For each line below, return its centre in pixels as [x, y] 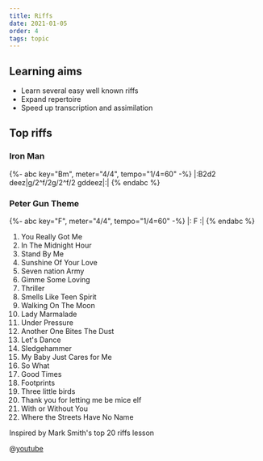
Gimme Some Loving [56, 280]
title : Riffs [31, 16]
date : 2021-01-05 [38, 23]
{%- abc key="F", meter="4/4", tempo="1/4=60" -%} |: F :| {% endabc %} [132, 221]
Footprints [38, 383]
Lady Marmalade [49, 314]
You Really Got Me [52, 237]
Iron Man [27, 156]
